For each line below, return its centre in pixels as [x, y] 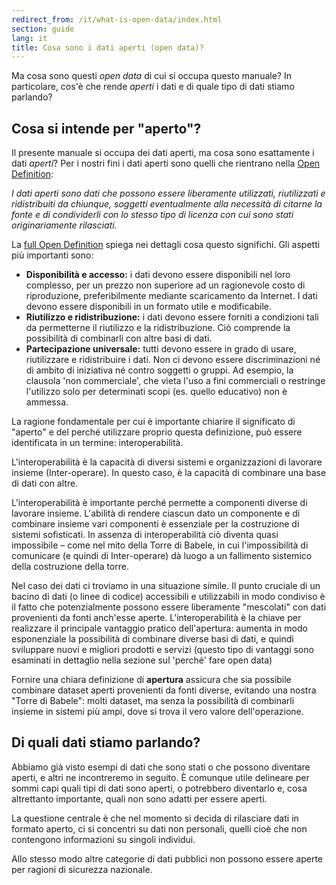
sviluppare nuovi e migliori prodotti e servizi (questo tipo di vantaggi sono [162, 650]
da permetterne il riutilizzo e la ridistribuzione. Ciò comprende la [158, 328]
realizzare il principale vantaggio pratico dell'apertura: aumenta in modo [159, 628]
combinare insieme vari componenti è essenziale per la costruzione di [155, 524]
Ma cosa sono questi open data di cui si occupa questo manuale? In [151, 76]
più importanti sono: [52, 255]
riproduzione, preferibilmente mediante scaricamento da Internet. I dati [171, 296]
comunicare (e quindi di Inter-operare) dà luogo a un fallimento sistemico [162, 556]
